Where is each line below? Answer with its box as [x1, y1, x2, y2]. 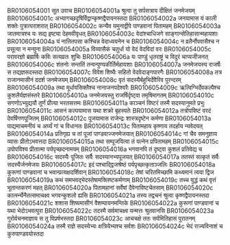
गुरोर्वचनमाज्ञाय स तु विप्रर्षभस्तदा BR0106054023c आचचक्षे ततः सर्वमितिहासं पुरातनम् [7, 214, 196, 222]
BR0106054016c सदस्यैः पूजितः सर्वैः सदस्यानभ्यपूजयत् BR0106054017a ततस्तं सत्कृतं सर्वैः [7, 153, 220, 161]
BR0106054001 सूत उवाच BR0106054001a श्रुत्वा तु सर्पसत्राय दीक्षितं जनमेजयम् [7, 7, 195, 14]
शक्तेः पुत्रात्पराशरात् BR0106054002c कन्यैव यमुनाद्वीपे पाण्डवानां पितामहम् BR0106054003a [7, 22, 221, 30]
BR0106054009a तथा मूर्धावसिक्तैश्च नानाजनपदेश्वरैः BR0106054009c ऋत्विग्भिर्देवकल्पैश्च [7, 83, 220, 92]
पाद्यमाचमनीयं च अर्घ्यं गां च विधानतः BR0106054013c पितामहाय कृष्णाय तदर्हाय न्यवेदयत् [7, 122, 203, 130]
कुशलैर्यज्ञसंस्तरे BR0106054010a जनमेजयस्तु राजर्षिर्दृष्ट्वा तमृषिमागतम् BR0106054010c [7, 91, 214, 99]
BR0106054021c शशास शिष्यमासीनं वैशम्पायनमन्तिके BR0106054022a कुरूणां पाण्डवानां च [7, 199, 219, 207]
